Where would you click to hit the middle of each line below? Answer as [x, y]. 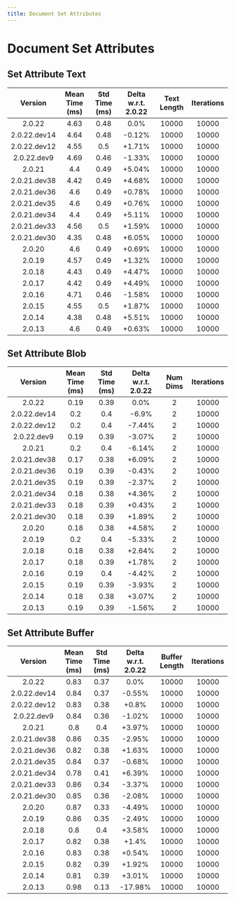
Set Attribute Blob [47, 354]
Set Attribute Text [47, 74]
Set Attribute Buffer [51, 633]
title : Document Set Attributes [54, 14]
